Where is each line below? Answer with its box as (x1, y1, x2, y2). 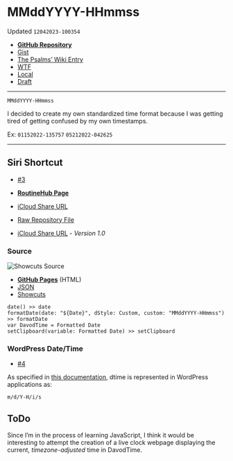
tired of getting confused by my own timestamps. (7, 116, 148, 125)
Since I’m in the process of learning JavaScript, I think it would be (7, 431, 194, 440)
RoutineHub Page (17, 189, 69, 197)
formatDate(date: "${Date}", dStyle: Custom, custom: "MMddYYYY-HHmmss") (7, 310, 225, 317)
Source (7, 246, 33, 256)
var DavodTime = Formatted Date (7, 322, 101, 329)
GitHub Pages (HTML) (17, 275, 82, 284)
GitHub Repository (17, 40, 72, 49)
